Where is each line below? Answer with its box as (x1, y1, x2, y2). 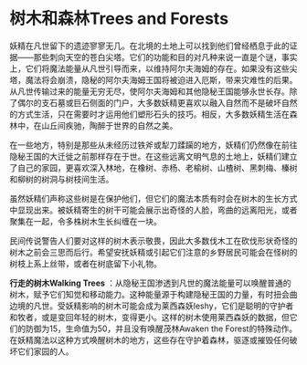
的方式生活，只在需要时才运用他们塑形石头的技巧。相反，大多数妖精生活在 (9, 109, 290, 120)
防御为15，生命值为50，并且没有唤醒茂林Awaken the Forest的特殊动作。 (25, 323, 298, 334)
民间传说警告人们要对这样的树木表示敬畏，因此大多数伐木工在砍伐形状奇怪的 (9, 235, 298, 246)
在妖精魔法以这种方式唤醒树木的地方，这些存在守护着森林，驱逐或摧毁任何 (9, 334, 290, 345)
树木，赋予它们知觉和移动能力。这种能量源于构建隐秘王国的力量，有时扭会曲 (9, 288, 298, 299)
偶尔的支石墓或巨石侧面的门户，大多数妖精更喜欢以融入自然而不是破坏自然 (16, 97, 298, 108)
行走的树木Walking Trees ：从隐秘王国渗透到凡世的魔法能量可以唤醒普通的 (9, 277, 291, 288)
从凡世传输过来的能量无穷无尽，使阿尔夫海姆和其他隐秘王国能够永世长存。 (9, 86, 290, 97)
